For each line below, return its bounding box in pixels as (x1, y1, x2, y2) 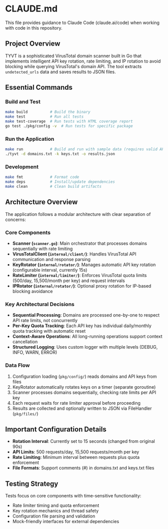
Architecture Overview (5, 198, 78, 206)
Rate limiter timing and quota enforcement (12, 502, 99, 508)
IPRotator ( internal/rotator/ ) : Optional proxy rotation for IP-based (12, 283, 151, 289)
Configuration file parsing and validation (12, 513, 95, 519)
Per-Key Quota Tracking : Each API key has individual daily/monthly (12, 323, 151, 329)
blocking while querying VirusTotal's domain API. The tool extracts (5, 63, 142, 69)
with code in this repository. (5, 25, 62, 31)
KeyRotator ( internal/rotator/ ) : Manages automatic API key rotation (12, 261, 156, 268)
